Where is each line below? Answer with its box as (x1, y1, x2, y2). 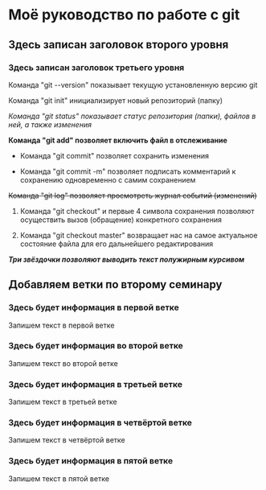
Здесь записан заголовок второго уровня (8, 38, 229, 51)
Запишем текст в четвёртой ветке (8, 435, 126, 445)
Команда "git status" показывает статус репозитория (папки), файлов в (8, 111, 256, 121)
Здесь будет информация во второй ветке (8, 340, 183, 352)
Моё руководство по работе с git (8, 6, 240, 24)
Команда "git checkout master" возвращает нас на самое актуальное (19, 230, 258, 240)
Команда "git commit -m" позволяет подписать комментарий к (19, 167, 236, 176)
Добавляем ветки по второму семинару (8, 278, 223, 291)
